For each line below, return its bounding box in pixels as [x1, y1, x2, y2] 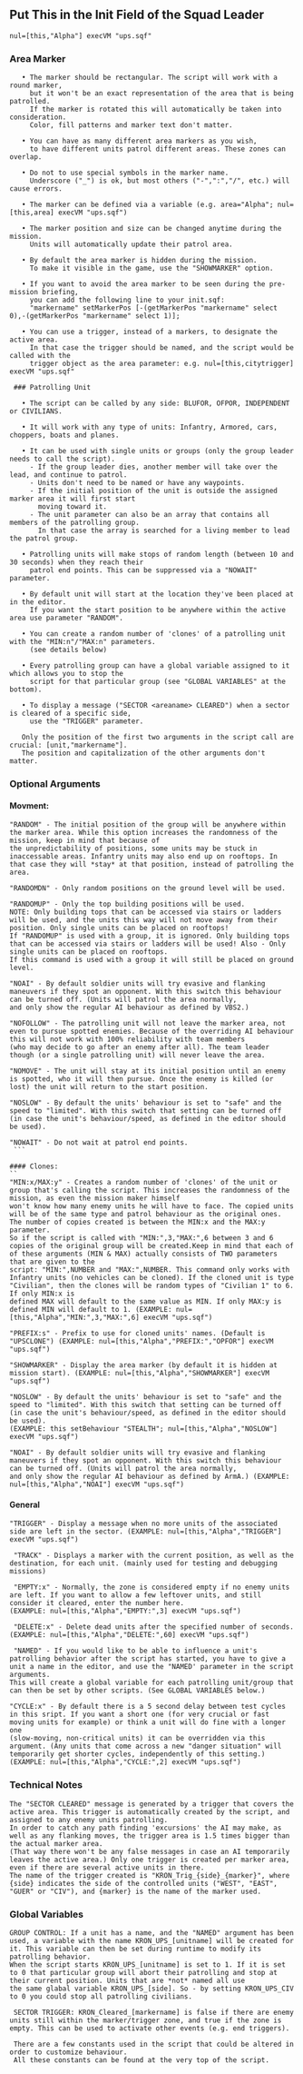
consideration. [9, 113, 67, 122]
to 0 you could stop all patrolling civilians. [9, 1992, 193, 2001]
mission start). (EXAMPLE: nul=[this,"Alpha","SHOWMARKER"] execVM [9, 1369, 270, 1378]
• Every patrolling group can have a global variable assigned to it [21, 661, 290, 670]
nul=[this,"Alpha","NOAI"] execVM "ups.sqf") [9, 1480, 184, 1489]
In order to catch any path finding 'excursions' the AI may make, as [9, 1823, 282, 1832]
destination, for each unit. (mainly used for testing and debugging [9, 1559, 279, 1568]
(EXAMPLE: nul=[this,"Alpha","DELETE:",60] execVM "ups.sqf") [9, 1631, 249, 1640]
